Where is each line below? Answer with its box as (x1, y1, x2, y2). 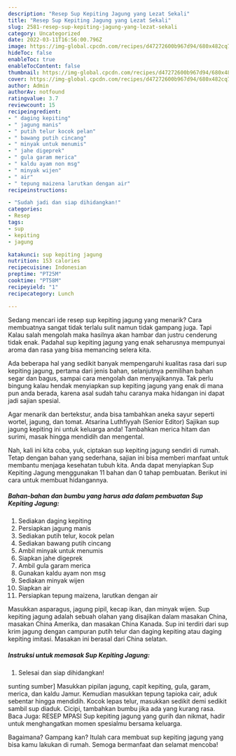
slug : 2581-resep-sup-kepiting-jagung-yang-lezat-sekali (8, 23, 178, 30)
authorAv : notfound (8, 88, 65, 95)
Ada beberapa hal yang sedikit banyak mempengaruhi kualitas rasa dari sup (8, 359, 227, 367)
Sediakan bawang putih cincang (18, 539, 111, 548)
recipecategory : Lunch (8, 290, 74, 297)
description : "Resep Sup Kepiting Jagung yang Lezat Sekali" (8, 10, 190, 18)
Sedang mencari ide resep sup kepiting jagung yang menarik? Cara (8, 315, 202, 324)
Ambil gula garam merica (18, 562, 91, 570)
